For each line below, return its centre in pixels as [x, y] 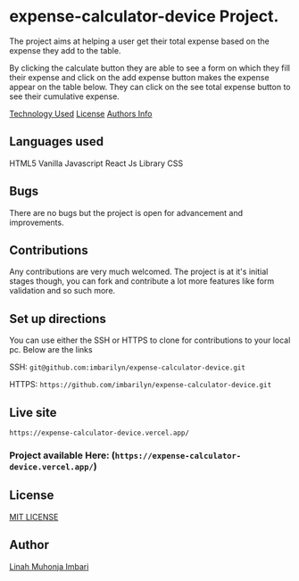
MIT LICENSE [34, 517]
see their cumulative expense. [65, 96]
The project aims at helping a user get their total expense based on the [139, 41]
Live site [33, 412]
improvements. [37, 222]
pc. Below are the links [51, 350]
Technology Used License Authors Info [81, 113]
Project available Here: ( [62, 455]
